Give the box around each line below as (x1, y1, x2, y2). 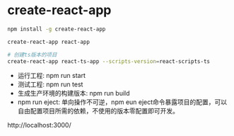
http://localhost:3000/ (7, 121, 72, 130)
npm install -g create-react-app (7, 25, 106, 33)
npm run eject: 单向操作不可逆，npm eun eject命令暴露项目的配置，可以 (17, 98, 228, 106)
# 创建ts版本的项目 (7, 51, 57, 58)
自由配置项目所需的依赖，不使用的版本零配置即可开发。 (17, 107, 179, 115)
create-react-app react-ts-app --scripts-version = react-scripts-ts (7, 57, 211, 65)
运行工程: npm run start (17, 72, 86, 80)
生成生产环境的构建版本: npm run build (17, 89, 130, 98)
